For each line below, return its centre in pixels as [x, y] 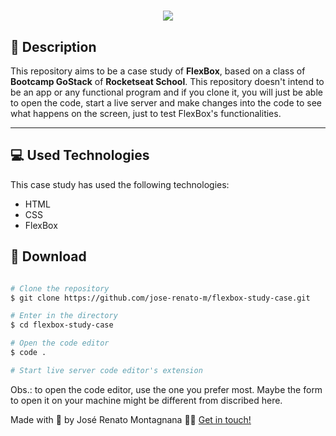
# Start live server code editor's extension [106, 370]
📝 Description [53, 46]
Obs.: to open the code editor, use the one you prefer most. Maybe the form [166, 389]
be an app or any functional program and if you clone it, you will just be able [166, 92]
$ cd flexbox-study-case [62, 325]
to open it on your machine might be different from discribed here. [146, 400]
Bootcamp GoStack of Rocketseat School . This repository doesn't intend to [167, 81]
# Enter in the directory [64, 316]
